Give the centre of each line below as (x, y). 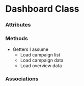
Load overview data (41, 66)
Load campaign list (40, 55)
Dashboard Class (42, 9)
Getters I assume (31, 49)
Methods (17, 39)
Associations (22, 79)
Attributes (18, 25)
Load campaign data (42, 60)
